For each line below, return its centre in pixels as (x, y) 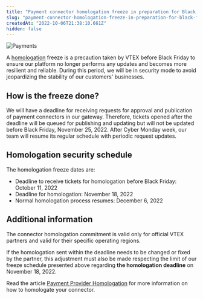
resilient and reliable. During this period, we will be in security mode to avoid (101, 71)
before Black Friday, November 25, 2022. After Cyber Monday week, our (97, 130)
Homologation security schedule (69, 155)
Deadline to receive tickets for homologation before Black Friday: (96, 181)
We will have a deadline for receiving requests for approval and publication (99, 111)
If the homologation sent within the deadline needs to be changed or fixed (98, 252)
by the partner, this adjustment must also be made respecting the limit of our (101, 259)
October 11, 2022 (36, 187)
